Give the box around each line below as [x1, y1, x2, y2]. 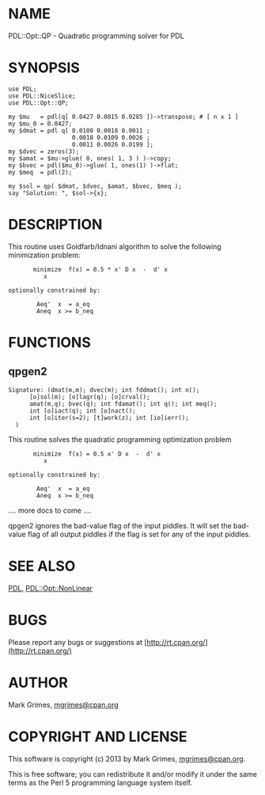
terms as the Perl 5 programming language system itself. [8, 778, 192, 787]
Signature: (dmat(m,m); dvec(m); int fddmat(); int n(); [8, 386, 200, 394]
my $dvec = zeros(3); [8, 148, 80, 156]
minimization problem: [8, 250, 81, 259]
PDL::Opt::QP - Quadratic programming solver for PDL [8, 31, 184, 40]
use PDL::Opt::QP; [8, 98, 69, 107]
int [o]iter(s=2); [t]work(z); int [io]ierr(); [28, 413, 190, 421]
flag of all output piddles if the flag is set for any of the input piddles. [27, 529, 251, 539]
